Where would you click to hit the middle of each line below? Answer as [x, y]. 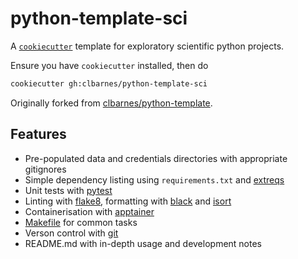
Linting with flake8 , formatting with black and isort [128, 201]
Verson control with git [71, 233]
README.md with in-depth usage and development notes [143, 243]
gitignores [45, 169]
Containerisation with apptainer [89, 211]
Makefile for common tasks [81, 222]
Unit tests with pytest [68, 190]
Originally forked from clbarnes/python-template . [111, 103]
